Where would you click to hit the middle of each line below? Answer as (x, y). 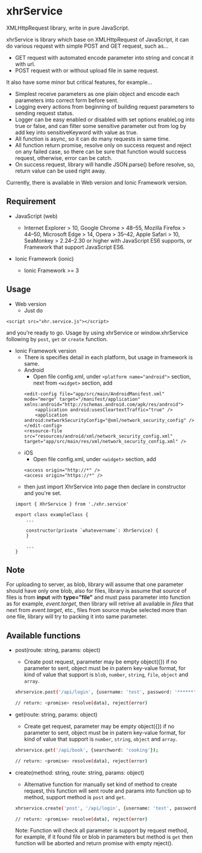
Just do (33, 310)
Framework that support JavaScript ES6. (74, 247)
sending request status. (44, 113)
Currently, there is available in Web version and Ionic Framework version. (97, 182)
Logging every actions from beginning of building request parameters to (105, 106)
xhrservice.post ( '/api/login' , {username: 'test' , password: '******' (106, 692)
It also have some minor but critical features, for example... (79, 82)
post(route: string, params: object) (58, 650)
